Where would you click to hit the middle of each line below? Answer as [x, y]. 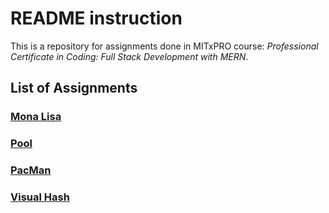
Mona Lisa [36, 117]
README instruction [96, 18]
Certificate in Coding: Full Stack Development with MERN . [129, 56]
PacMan [31, 170]
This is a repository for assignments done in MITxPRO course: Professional [164, 46]
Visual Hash [40, 197]
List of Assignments [74, 88]
